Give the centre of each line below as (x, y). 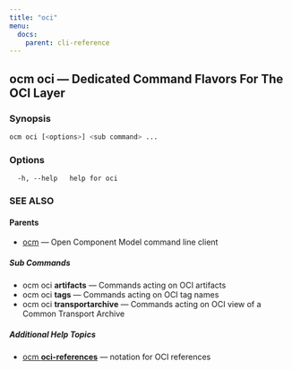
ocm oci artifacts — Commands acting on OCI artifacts (124, 285)
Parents (24, 222)
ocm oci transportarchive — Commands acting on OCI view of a (142, 305)
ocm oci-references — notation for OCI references (116, 357)
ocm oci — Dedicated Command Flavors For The (146, 78)
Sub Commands (40, 262)
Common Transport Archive (73, 314)
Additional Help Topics (52, 334)
